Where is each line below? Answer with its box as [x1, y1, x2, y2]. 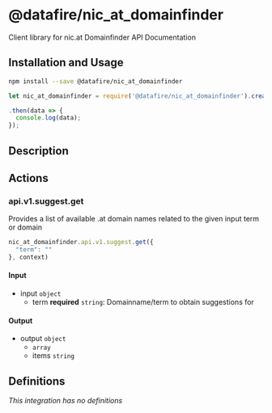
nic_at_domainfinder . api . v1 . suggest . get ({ [8, 238, 154, 247]
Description [8, 144, 69, 158]
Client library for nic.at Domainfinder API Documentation [8, 32, 197, 42]
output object [19, 334, 66, 343]
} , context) [8, 253, 49, 261]
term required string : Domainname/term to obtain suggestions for [32, 297, 255, 307]
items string [32, 351, 75, 360]
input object [19, 289, 62, 298]
